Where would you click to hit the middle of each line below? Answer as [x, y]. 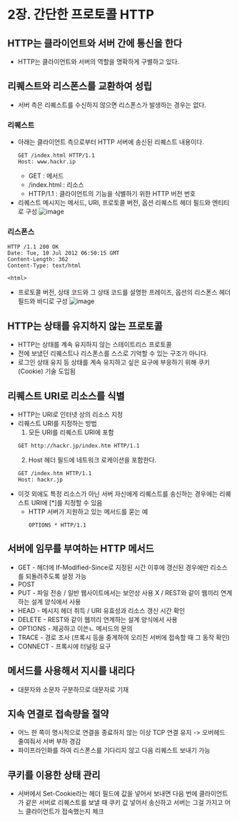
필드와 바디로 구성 [42, 301]
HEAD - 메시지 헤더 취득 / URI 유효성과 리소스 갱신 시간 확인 [101, 610]
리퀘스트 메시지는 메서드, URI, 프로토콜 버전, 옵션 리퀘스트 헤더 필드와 [114, 203]
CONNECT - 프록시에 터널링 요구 [64, 646]
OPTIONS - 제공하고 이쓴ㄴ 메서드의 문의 [75, 628]
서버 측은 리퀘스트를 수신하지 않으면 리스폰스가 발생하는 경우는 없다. [112, 105]
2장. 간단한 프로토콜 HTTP [81, 15]
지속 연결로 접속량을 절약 [58, 714]
